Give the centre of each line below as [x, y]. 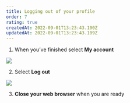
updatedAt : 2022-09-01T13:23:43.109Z [52, 33]
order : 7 [17, 17]
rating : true [22, 22]
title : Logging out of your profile [50, 11]
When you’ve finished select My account [64, 49]
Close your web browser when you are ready [69, 94]
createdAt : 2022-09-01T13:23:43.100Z [52, 28]
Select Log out [32, 72]
